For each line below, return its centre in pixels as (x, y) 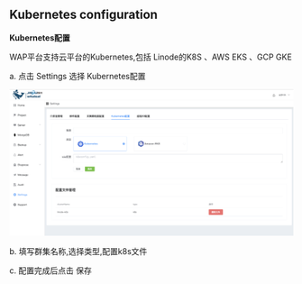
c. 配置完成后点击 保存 (50, 270)
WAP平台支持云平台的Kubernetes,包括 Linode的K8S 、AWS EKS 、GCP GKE (151, 57)
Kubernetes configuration (83, 15)
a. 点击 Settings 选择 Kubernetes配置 (78, 76)
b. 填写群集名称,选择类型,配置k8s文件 (78, 252)
